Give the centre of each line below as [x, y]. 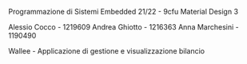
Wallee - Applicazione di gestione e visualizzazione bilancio [107, 51]
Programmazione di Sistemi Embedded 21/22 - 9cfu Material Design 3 [123, 12]
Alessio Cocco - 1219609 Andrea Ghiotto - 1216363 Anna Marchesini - [124, 27]
